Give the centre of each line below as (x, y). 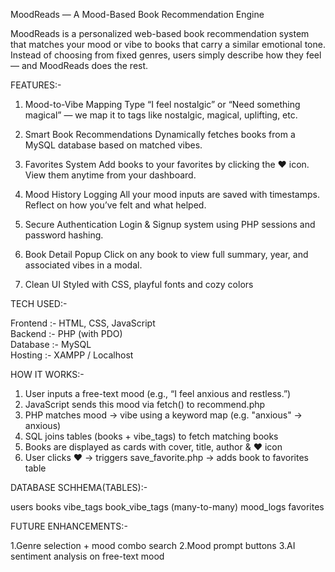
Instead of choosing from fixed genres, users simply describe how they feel (166, 55)
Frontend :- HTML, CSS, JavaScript (83, 323)
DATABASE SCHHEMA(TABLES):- (79, 487)
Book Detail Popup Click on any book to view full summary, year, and (166, 254)
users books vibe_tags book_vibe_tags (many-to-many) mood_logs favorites (167, 507)
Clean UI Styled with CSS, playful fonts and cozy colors (139, 284)
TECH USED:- (39, 303)
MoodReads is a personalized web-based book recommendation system (160, 33)
